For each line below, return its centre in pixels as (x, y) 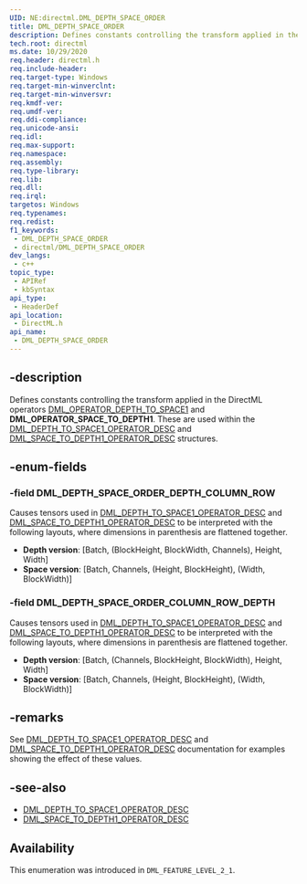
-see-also (38, 788)
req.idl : (26, 137)
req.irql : (28, 196)
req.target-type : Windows (58, 78)
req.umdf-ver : (37, 111)
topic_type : (32, 273)
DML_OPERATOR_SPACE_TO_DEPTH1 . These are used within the (132, 419)
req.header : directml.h (55, 60)
